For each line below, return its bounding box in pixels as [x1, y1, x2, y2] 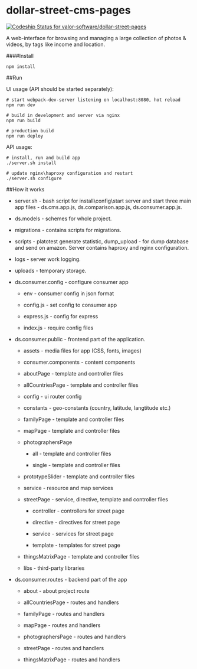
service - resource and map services [23, 484, 113, 491]
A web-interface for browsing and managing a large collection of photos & [6, 34, 187, 41]
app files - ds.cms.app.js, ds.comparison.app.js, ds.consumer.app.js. [14, 203, 182, 210]
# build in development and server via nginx [6, 112, 120, 118]
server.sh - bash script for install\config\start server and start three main [14, 197, 192, 204]
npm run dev [6, 102, 35, 108]
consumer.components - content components [23, 358, 136, 365]
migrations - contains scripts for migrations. [14, 226, 122, 233]
